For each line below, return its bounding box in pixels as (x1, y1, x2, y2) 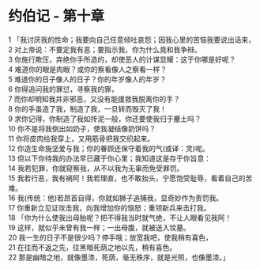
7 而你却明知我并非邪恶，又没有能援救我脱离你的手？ (8, 94, 180, 104)
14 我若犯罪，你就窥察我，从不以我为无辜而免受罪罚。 (8, 163, 184, 172)
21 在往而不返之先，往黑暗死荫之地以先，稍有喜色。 (8, 242, 177, 252)
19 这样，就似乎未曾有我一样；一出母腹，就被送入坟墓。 (8, 222, 191, 232)
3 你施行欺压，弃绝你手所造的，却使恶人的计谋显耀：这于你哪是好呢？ (8, 55, 236, 64)
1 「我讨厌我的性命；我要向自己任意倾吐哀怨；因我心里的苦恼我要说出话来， (8, 35, 255, 44)
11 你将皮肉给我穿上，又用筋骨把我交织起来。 (8, 134, 155, 143)
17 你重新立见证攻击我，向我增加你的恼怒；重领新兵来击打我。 (8, 203, 211, 212)
